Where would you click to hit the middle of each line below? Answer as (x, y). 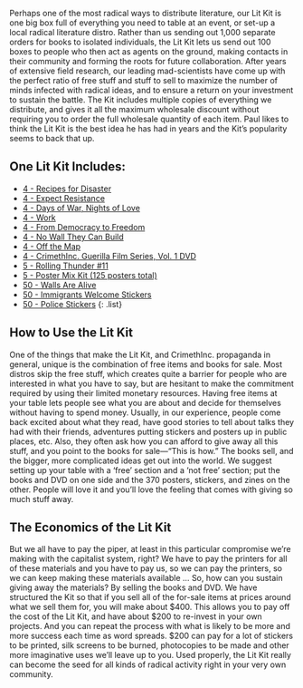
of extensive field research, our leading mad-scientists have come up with (147, 71)
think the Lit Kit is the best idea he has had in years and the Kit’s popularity (148, 129)
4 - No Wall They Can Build (73, 237)
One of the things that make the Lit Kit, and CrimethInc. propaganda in (140, 354)
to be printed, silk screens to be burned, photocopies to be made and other (149, 645)
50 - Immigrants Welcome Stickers (87, 295)
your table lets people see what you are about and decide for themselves (146, 402)
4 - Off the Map (52, 246)
